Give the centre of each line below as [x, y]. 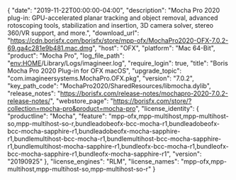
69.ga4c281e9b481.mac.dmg [50, 48]
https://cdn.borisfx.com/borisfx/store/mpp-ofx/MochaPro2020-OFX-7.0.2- [119, 41]
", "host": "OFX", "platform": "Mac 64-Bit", [153, 48]
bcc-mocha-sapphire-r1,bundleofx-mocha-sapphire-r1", [89, 154]
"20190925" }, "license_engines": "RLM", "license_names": [93, 162]
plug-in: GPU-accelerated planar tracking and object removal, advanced [113, 18]
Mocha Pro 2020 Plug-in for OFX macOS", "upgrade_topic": [95, 71]
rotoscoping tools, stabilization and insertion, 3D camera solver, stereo [111, 25]
